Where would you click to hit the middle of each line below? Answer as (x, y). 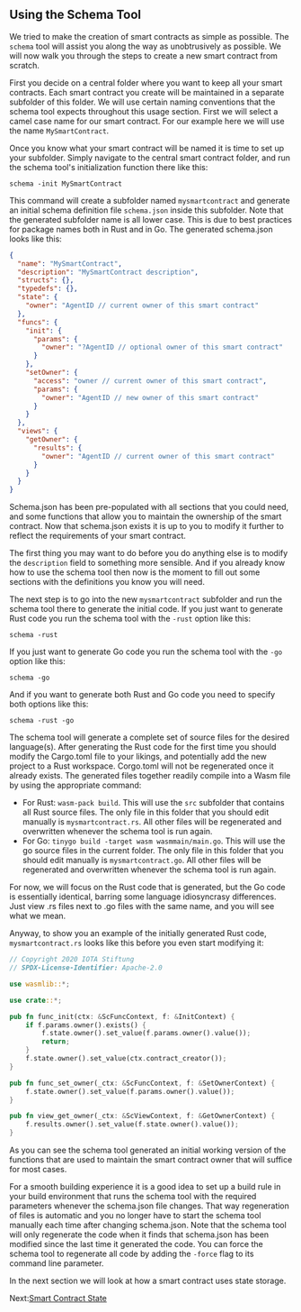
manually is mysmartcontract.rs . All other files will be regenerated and (152, 822)
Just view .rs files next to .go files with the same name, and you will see (142, 907)
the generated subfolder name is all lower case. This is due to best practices (150, 219)
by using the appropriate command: (75, 785)
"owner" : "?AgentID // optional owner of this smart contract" (162, 347)
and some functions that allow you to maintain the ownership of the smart (146, 516)
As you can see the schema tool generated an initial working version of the (148, 1150)
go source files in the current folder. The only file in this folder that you (153, 851)
